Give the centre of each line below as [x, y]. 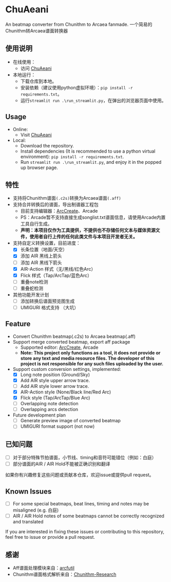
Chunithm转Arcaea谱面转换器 [37, 31]
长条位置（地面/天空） [44, 250]
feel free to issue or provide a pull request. [50, 537]
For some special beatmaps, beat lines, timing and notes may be [81, 504]
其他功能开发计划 [31, 294]
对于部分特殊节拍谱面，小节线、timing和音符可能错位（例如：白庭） [84, 458]
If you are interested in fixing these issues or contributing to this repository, [85, 532]
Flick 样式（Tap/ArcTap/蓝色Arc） [56, 275]
